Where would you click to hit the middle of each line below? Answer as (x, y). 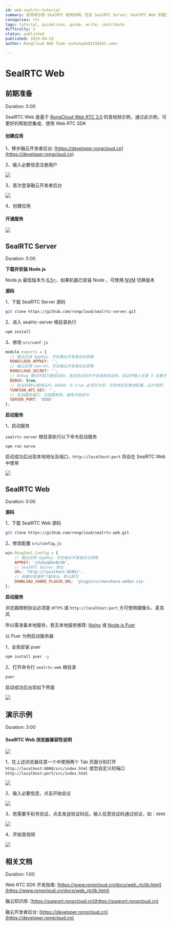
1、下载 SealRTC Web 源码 (33, 523)
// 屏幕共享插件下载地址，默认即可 (47, 577)
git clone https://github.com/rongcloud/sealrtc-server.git (71, 311)
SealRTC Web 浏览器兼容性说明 (39, 740)
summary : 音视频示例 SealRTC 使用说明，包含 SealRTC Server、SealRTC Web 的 (84, 15)
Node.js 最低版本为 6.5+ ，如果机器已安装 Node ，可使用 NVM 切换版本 (80, 280)
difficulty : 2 (20, 29)
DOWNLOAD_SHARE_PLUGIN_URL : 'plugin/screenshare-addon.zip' (80, 582)
